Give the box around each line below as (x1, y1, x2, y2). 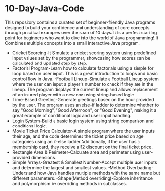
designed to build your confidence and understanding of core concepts (5, 24, 150, 30)
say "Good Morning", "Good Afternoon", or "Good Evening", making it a (12, 107, 157, 113)
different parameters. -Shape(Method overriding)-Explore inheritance (12, 175, 153, 181)
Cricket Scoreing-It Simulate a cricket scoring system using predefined (12, 50, 156, 56)
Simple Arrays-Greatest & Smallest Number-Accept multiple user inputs (12, 159, 157, 165)
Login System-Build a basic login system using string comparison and (12, 118, 154, 124)
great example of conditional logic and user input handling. (12, 112, 132, 118)
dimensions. (31, 154, 56, 160)
